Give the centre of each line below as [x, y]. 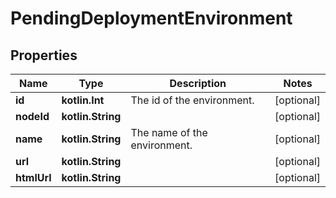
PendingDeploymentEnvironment [151, 18]
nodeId [32, 116]
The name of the [169, 132]
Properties [44, 55]
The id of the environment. [192, 100]
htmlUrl [33, 177]
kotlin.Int [83, 100]
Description [198, 83]
